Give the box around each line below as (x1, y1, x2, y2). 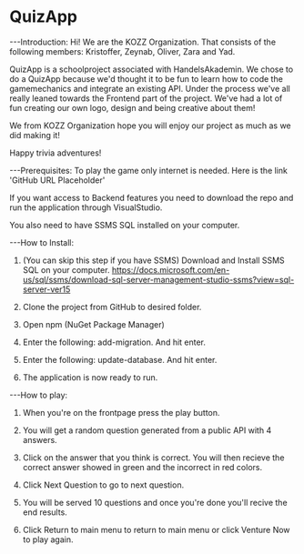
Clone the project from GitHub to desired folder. (22, 301, 202, 312)
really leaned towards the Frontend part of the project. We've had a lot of (9, 93, 283, 104)
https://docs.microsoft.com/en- (111, 264, 230, 275)
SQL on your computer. (22, 264, 110, 275)
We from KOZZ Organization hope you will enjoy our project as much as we (9, 120, 291, 131)
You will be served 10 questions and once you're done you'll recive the (22, 497, 289, 508)
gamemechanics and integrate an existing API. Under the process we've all (9, 83, 291, 94)
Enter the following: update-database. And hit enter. (22, 354, 218, 365)
